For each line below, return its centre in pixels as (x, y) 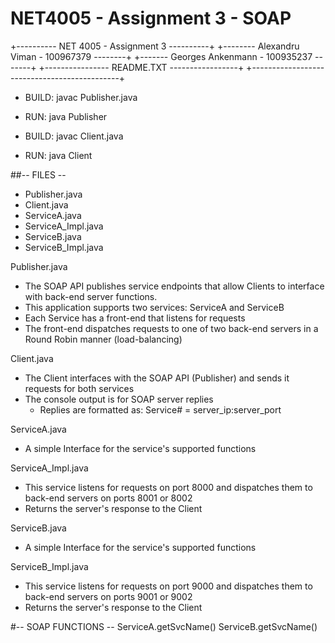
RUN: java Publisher (66, 116)
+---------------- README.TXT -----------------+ (141, 67)
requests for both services (79, 388)
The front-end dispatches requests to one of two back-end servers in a (171, 328)
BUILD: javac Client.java (74, 136)
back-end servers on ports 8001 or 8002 (108, 498)
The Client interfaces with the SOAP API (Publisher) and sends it (157, 378)
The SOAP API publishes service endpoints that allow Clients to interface (174, 286)
